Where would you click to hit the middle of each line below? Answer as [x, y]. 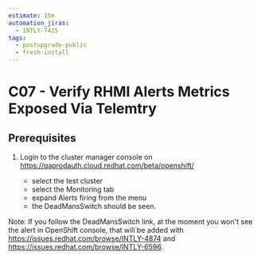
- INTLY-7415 [37, 30]
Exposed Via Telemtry [83, 109]
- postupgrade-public [51, 45]
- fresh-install [42, 52]
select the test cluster [67, 181]
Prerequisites [42, 138]
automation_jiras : [39, 23]
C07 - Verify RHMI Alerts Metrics [119, 92]
